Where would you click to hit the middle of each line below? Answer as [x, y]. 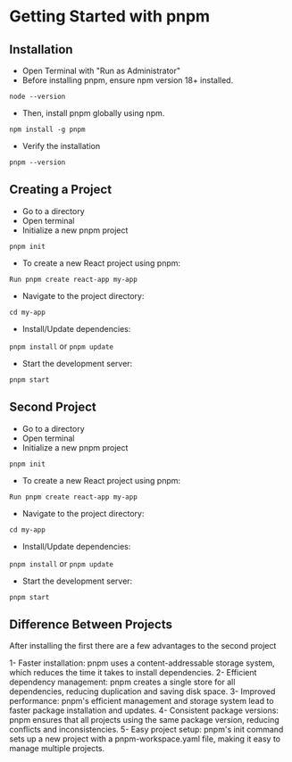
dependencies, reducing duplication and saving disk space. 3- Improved [142, 692]
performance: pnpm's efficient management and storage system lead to [142, 701]
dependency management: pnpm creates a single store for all [122, 682]
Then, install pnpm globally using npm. [93, 113]
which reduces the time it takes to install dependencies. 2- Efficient [133, 673]
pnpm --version [38, 162]
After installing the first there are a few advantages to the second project [143, 646]
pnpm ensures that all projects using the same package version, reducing [144, 720]
